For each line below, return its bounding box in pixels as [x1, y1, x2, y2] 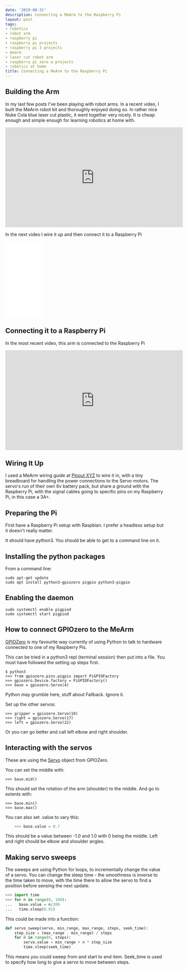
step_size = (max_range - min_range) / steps [14, 930, 112, 936]
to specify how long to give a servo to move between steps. [5, 959, 130, 965]
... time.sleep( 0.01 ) [5, 907, 56, 912]
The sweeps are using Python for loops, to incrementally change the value [5, 867, 161, 873]
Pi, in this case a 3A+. [5, 494, 51, 500]
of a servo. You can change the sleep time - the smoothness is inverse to [5, 872, 158, 878]
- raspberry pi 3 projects [5, 45, 62, 50]
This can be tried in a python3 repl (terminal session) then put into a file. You [5, 654, 165, 660]
